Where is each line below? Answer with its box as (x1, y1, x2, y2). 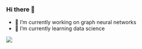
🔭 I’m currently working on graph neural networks (14, 19, 137, 26)
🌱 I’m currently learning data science (14, 25, 105, 32)
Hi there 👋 (6, 5, 36, 14)
